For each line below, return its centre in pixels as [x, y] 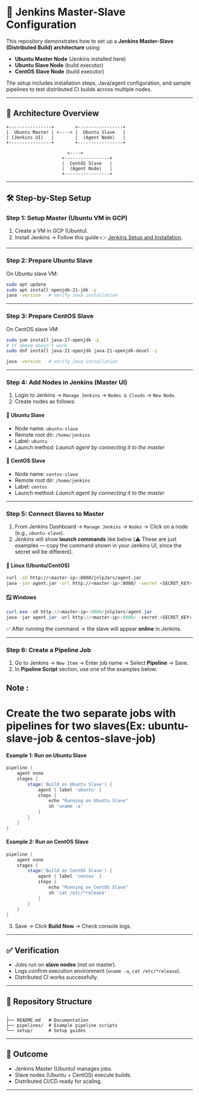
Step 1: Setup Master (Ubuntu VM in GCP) [67, 218]
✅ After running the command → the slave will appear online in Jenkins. [94, 629]
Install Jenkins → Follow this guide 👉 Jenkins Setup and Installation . [99, 238]
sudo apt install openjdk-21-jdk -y [51, 290]
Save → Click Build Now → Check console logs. [73, 926]
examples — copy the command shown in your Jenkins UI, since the [98, 546]
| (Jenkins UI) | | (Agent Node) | [66, 137]
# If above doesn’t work [37, 345]
